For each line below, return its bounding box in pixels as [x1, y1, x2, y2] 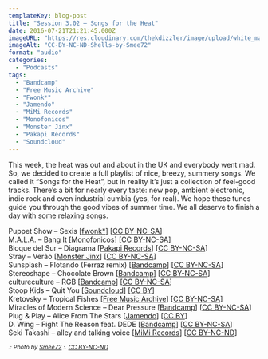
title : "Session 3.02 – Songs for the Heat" [8, 19, 159, 27]
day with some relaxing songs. [8, 211, 109, 220]
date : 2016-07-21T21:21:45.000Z [8, 26, 116, 34]
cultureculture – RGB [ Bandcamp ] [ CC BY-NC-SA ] [8, 277, 173, 286]
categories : [8, 57, 48, 65]
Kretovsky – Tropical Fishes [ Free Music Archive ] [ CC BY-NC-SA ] [8, 294, 223, 303]
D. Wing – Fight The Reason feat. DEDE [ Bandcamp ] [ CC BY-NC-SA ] [8, 319, 233, 329]
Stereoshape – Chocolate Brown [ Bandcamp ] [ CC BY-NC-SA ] [8, 268, 211, 278]
